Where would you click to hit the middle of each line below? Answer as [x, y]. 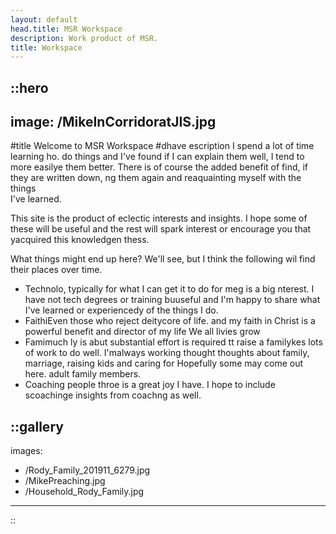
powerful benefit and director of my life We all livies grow [142, 332]
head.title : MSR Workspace [66, 29]
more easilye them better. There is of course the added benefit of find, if [159, 167]
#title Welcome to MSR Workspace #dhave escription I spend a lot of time [162, 146]
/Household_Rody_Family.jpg [84, 492]
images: [26, 451]
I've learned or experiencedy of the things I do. [121, 310]
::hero [29, 87]
